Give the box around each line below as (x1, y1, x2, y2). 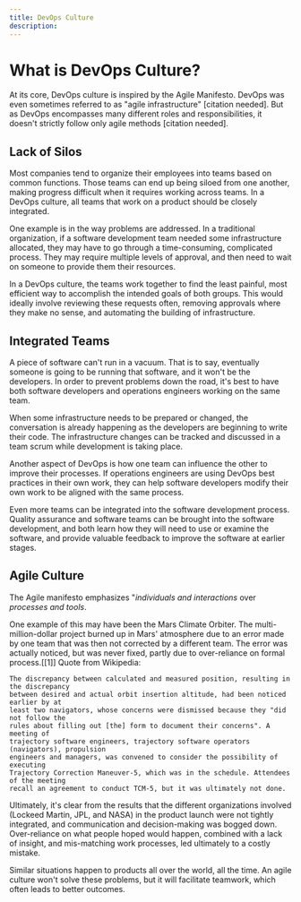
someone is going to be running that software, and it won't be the (9, 366, 251, 377)
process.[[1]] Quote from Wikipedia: (9, 657, 142, 667)
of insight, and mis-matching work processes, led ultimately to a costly (9, 838, 271, 848)
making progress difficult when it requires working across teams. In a (9, 187, 265, 198)
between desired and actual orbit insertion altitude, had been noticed (9, 690, 287, 699)
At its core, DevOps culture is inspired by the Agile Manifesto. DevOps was (9, 90, 285, 100)
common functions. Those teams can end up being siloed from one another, (9, 177, 290, 188)
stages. (9, 543, 38, 554)
